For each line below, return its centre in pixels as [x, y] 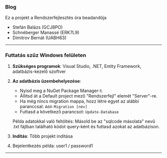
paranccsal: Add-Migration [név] [54, 106]
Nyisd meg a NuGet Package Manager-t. [61, 91]
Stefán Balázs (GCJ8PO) [38, 27]
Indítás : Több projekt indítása [42, 136]
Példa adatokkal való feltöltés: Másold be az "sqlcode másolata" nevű [84, 121]
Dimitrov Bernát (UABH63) [39, 38]
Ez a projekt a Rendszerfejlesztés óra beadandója [56, 18]
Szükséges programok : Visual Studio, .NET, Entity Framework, [77, 66]
